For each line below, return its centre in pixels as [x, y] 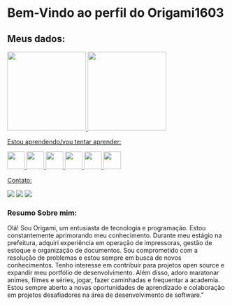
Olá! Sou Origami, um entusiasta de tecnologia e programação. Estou [107, 228]
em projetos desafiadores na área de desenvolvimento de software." [106, 295]
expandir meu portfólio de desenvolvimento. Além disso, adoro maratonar [113, 273]
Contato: [20, 180]
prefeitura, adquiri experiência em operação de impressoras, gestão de [110, 243]
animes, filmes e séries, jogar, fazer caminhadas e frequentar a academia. [114, 280]
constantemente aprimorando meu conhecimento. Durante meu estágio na [115, 235]
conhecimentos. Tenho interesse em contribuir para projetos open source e [116, 265]
